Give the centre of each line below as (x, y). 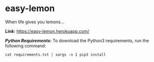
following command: (26, 46)
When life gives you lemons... (35, 22)
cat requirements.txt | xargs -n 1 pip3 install (55, 54)
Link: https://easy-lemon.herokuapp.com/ (47, 31)
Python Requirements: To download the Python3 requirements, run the (77, 40)
